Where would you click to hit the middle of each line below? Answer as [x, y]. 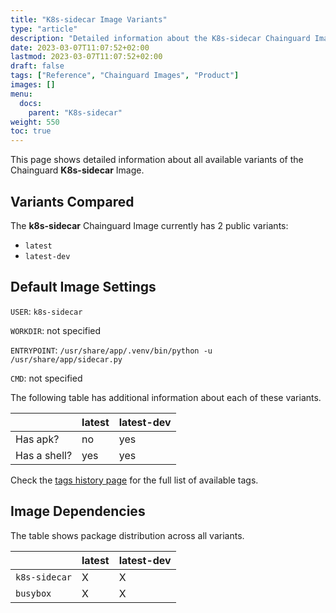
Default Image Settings [83, 287]
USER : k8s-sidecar [46, 311]
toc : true [31, 131]
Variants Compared [72, 201]
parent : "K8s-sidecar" [75, 112]
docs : [31, 103]
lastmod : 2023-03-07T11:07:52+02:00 [86, 57]
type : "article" [44, 29]
